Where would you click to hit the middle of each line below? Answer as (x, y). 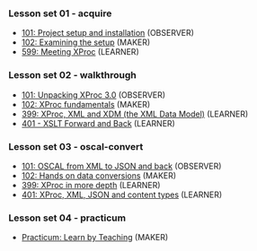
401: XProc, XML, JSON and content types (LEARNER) (122, 195)
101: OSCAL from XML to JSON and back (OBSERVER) (121, 166)
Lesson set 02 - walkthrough (72, 75)
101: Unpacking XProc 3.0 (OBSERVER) (93, 95)
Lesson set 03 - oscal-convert (76, 146)
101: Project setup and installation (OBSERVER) (108, 33)
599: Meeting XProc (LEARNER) (80, 52)
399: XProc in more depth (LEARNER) (91, 185)
